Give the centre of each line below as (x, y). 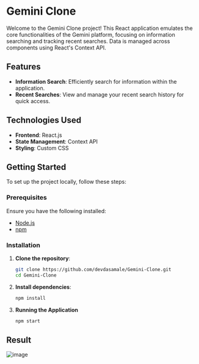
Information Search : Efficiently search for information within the (96, 81)
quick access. (33, 101)
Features (24, 67)
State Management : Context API (56, 141)
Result (19, 340)
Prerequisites (27, 198)
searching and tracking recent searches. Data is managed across (88, 41)
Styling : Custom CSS (42, 148)
